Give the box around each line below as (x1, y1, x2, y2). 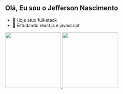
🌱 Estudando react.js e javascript (12, 22, 80, 28)
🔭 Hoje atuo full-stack (12, 17, 57, 23)
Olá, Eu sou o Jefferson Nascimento (5, 4, 118, 12)
